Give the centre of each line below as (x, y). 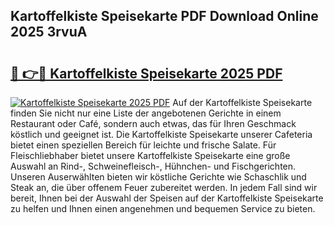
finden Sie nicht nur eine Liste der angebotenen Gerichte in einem (146, 113)
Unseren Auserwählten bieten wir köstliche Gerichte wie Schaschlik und (158, 177)
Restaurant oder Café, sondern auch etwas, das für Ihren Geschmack (153, 123)
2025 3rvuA (49, 32)
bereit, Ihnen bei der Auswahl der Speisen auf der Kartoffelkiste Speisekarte (167, 198)
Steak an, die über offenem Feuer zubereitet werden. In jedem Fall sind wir (164, 187)
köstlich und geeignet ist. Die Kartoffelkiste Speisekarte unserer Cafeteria (161, 134)
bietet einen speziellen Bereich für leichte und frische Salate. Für (143, 145)
